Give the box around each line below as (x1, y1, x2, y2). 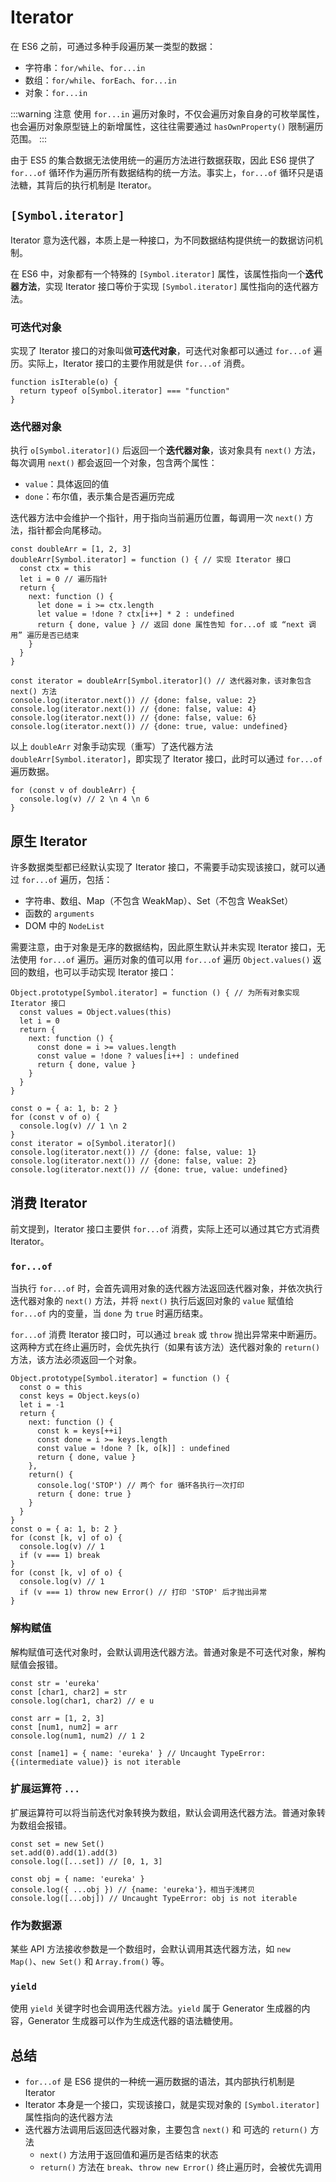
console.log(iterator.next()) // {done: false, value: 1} (10, 1147, 257, 1158)
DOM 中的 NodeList (24, 920, 105, 932)
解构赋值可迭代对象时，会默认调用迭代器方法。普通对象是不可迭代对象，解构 (10, 1646, 326, 1658)
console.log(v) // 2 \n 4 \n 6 (19, 794, 150, 805)
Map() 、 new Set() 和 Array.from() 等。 (10, 1956, 170, 1968)
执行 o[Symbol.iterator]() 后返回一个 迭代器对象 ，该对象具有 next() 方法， (10, 444, 321, 456)
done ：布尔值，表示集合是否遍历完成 (24, 491, 175, 503)
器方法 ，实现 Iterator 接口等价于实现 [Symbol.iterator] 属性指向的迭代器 (10, 280, 311, 292)
